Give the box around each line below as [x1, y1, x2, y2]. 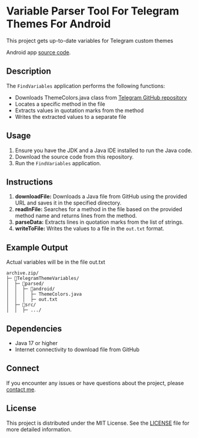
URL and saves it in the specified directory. [14, 199, 122, 206]
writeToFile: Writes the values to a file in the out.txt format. [14, 225, 164, 232]
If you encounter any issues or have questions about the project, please [6, 379, 184, 387]
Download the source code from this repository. [14, 153, 134, 160]
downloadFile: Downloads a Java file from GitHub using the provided [14, 193, 188, 200]
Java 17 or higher [14, 340, 58, 346]
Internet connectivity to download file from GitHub [14, 346, 140, 353]
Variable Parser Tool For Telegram [6, 4, 179, 18]
